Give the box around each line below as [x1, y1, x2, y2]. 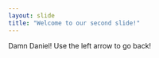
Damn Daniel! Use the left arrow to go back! [8, 41, 152, 50]
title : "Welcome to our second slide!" [8, 19, 141, 27]
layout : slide [8, 11, 56, 20]
